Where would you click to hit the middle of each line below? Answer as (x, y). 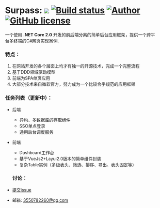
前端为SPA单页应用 (31, 78)
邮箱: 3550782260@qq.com (40, 200)
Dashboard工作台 (37, 152)
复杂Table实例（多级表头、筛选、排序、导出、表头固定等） (78, 164)
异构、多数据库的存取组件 (45, 120)
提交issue (22, 190)
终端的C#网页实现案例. (36, 41)
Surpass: (24, 10)
